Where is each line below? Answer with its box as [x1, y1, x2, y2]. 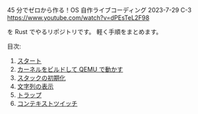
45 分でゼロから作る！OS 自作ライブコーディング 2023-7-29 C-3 [7, 6, 192, 14]
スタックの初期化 [16, 74, 66, 82]
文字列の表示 [16, 83, 54, 90]
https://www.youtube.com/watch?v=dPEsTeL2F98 [7, 14, 150, 22]
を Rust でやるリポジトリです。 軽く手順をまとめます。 [7, 28, 163, 35]
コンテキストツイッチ [16, 100, 78, 107]
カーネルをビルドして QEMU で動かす [16, 66, 124, 73]
